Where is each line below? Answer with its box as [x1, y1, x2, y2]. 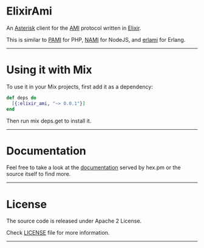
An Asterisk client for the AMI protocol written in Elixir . [6, 24, 141, 32]
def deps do [6, 95, 36, 101]
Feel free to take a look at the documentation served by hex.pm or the [6, 164, 181, 171]
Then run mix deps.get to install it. [6, 117, 92, 124]
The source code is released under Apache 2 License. [6, 217, 142, 225]
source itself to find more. [6, 170, 71, 178]
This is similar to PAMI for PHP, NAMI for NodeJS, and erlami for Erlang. [6, 36, 186, 43]
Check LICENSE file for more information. [6, 229, 110, 236]
